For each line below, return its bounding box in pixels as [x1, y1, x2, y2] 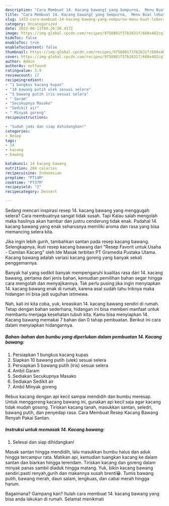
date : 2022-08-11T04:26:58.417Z [5, 26, 73, 31]
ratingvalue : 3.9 [5, 68, 42, 73]
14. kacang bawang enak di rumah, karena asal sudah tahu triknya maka [5, 286, 154, 292]
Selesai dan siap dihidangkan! [12, 439, 74, 445]
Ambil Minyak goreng [12, 383, 57, 390]
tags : [5, 138, 17, 143]
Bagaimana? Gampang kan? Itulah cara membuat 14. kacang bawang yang [5, 490, 160, 496]
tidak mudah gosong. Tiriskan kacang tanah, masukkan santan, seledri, [5, 404, 153, 410]
